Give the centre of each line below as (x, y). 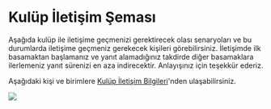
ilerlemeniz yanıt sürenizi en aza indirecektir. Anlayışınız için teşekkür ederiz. (136, 65)
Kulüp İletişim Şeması (82, 17)
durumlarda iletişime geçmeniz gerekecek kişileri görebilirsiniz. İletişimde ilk (135, 48)
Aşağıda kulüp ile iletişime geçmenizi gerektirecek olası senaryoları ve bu (130, 40)
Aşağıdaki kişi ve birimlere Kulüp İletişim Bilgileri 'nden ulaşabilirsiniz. (122, 81)
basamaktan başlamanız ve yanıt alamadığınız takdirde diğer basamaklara (131, 57)
